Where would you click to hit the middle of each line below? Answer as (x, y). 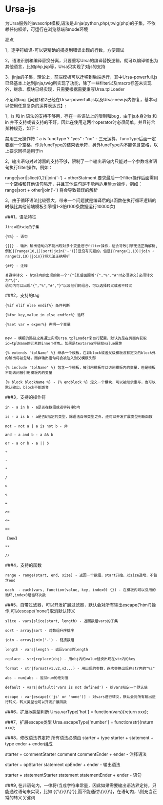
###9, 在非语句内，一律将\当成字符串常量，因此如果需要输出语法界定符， (79, 785)
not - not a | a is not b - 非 (37, 426)
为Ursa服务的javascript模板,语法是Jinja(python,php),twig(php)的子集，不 (78, 23)
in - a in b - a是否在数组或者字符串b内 (43, 407)
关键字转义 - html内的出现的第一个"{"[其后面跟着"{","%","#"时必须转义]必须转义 (79, 275)
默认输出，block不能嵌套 (27, 387)
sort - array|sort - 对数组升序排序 (40, 631)
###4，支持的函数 (23, 565)
